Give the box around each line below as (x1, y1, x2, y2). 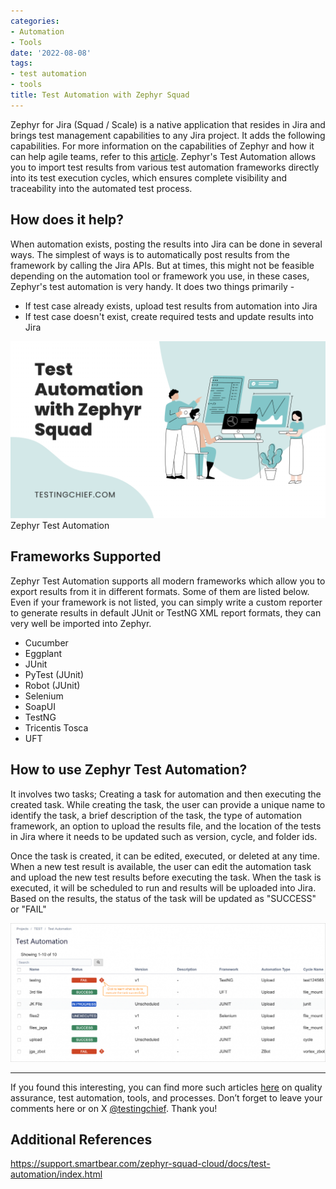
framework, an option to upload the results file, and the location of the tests (10, 820, 322, 832)
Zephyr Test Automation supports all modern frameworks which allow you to (10, 575, 326, 587)
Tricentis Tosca (24, 721, 89, 734)
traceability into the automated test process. (10, 182, 193, 194)
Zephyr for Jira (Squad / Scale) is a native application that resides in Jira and (10, 118, 326, 130)
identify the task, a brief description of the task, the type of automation (10, 809, 303, 821)
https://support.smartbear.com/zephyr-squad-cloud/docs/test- (10, 1158, 271, 1170)
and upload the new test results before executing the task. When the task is (10, 871, 322, 883)
